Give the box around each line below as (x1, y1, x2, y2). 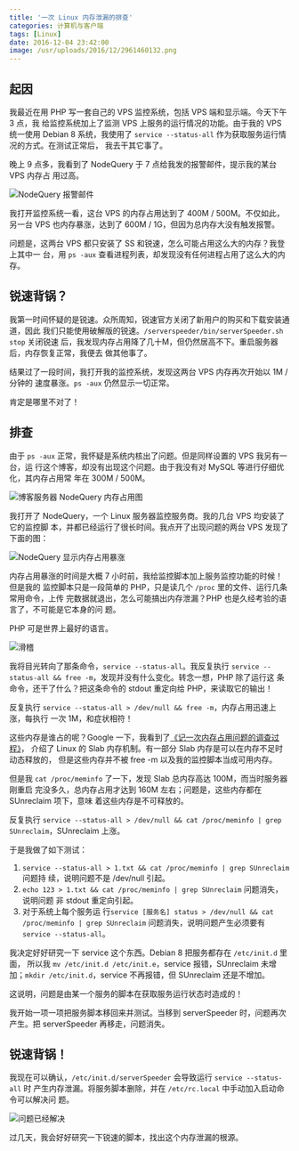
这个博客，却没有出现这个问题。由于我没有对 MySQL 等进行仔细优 (42, 461, 285, 472)
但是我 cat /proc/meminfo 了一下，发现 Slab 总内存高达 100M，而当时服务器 (9, 773, 288, 783)
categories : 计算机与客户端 (9, 21, 104, 30)
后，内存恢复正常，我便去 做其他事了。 (9, 347, 152, 358)
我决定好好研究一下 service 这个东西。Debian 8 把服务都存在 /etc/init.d (9, 947, 278, 958)
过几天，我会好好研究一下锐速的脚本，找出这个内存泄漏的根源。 (9, 1132, 243, 1143)
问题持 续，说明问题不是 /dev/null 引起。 (21, 872, 171, 883)
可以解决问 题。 (16, 1094, 74, 1105)
